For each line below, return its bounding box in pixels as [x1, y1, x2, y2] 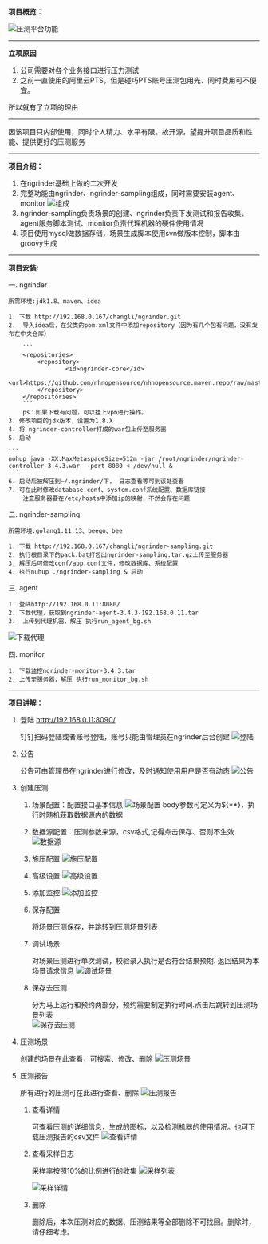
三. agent [8, 583, 38, 592]
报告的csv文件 [53, 1132, 100, 1142]
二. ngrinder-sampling [8, 510, 81, 518]
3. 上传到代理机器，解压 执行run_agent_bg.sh [8, 618, 152, 626]
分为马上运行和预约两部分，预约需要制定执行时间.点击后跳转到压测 [31, 1000, 251, 1010]
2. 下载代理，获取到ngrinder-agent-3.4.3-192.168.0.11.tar [8, 609, 199, 617]
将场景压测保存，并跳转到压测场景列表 [31, 922, 158, 931]
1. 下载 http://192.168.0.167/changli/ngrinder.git [8, 313, 181, 321]
